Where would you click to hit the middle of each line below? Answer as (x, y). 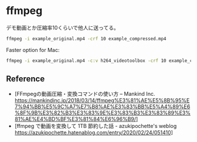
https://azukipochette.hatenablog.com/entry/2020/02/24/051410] (94, 132)
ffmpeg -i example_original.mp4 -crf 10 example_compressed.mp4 (86, 39)
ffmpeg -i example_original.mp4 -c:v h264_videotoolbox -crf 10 (86, 60)
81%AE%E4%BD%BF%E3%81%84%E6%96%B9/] (76, 119)
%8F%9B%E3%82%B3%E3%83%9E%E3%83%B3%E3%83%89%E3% (103, 113)
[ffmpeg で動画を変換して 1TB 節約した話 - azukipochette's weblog (96, 126)
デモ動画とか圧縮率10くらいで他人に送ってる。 (62, 27)
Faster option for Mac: (33, 50)
